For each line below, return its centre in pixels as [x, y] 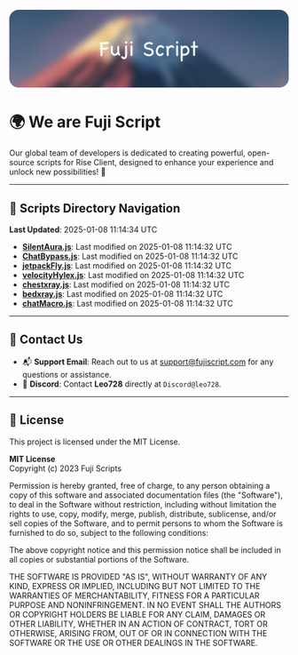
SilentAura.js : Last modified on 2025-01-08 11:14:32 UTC [127, 247]
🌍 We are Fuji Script [85, 122]
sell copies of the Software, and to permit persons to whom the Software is [146, 523]
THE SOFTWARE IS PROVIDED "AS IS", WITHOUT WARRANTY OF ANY [138, 576]
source [22, 163]
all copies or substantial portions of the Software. [99, 559]
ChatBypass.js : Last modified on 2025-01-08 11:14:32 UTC [130, 256]
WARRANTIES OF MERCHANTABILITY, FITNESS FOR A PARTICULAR [134, 595]
